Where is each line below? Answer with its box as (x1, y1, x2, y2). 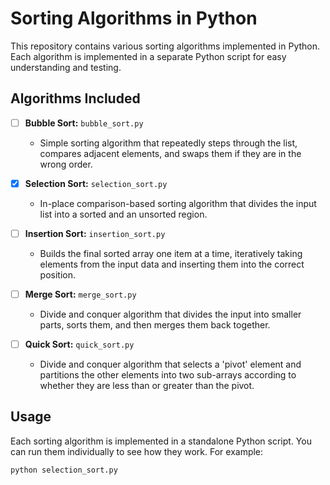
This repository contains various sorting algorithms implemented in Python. (10, 40, 321, 52)
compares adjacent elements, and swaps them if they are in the (39, 147, 302, 159)
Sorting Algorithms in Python (10, 7, 258, 30)
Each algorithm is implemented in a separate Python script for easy (10, 50, 287, 62)
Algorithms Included (10, 90, 141, 107)
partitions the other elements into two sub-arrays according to (39, 369, 297, 381)
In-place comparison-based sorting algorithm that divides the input (39, 197, 317, 209)
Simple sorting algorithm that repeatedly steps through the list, (39, 137, 298, 149)
